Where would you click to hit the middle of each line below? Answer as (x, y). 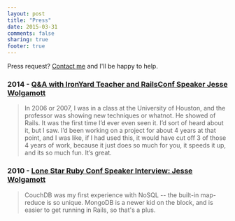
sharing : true (28, 40)
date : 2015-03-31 (33, 27)
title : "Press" (29, 20)
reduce (35, 202)
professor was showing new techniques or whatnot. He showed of (120, 115)
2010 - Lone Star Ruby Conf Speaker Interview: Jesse (100, 171)
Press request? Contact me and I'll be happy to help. (83, 66)
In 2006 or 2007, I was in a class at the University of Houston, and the (125, 108)
